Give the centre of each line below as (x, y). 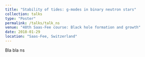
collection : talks (24, 14)
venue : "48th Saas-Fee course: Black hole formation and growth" (73, 28)
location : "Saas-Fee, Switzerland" (41, 37)
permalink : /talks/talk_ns (32, 23)
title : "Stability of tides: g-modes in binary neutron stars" (71, 9)
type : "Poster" (21, 18)
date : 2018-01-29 (23, 32)
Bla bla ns (15, 50)
